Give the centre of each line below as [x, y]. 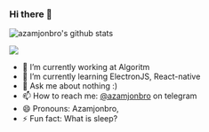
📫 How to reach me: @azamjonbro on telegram [109, 96]
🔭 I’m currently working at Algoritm [86, 67]
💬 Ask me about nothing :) [70, 86]
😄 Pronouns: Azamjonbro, [70, 109]
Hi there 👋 [31, 14]
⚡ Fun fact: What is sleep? [70, 119]
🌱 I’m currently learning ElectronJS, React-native [111, 77]
